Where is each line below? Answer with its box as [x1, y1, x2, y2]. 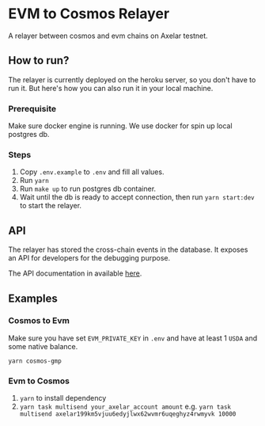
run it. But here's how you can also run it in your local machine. [8, 83, 214, 93]
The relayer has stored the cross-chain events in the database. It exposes [8, 245, 248, 254]
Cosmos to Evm [8, 315, 70, 326]
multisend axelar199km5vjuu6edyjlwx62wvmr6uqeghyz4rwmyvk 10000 [19, 410, 237, 418]
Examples [8, 291, 58, 305]
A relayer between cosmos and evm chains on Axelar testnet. [8, 31, 208, 40]
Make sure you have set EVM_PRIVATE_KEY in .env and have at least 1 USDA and [8, 333, 258, 343]
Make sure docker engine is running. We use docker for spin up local [8, 121, 233, 131]
